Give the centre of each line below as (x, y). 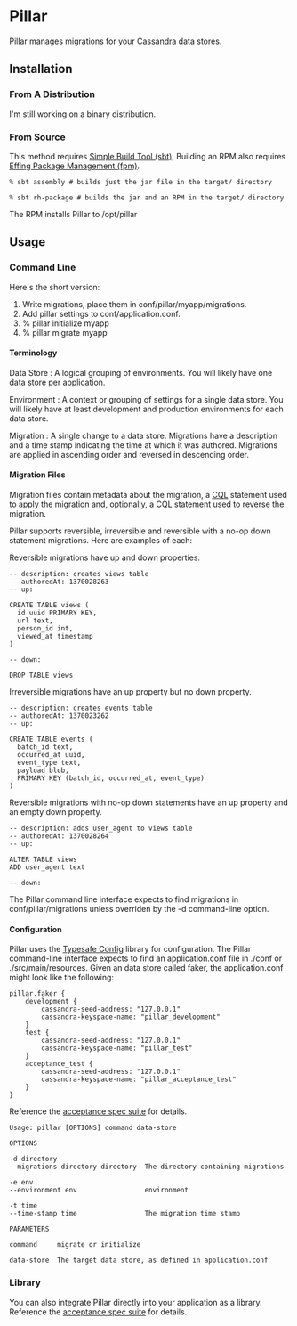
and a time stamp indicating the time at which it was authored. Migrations (144, 445)
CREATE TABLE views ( (49, 606)
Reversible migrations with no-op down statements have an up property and (148, 802)
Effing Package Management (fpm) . (75, 166)
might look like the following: (61, 978)
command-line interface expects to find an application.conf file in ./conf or (146, 958)
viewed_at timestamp (55, 637)
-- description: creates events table (81, 708)
